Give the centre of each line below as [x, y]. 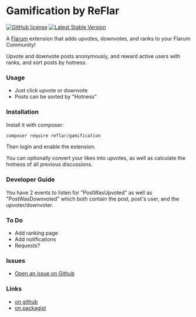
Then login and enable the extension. [51, 147]
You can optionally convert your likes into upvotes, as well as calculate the [96, 158]
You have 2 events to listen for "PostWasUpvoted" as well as [79, 192]
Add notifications [35, 239]
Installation [23, 112]
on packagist [30, 308]
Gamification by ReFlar [63, 11]
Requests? [27, 246]
